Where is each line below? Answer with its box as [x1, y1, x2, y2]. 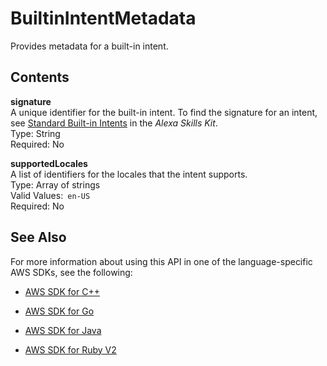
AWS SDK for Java [24, 324, 102, 336]
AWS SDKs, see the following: [10, 266, 133, 278]
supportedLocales [10, 157, 88, 169]
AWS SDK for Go [24, 305, 95, 317]
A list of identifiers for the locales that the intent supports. [10, 168, 248, 180]
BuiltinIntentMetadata [10, 7, 197, 30]
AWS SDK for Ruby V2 [24, 343, 117, 356]
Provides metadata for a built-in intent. [10, 40, 169, 52]
